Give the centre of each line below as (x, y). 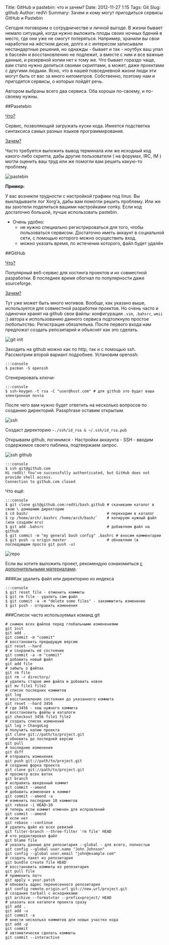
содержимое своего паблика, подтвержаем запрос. (62, 445)
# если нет (17, 818)
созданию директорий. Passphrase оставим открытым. (65, 410)
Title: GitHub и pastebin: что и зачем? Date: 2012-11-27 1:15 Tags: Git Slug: (83, 7)
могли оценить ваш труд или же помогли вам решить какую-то (74, 161)
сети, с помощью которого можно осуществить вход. (78, 238)
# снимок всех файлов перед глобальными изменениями (62, 624)
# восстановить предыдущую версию (42, 642)
